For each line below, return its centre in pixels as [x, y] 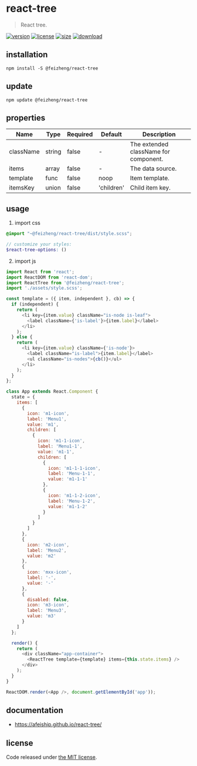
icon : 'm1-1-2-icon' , [74, 495]
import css [28, 223]
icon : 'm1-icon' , [48, 413]
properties [26, 117]
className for [150, 152]
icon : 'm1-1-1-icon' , [74, 468]
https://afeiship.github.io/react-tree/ [58, 724]
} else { [22, 337]
